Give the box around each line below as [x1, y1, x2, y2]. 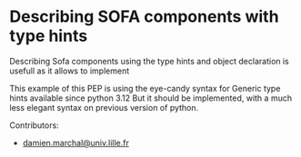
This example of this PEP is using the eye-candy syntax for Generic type [9, 83, 281, 93]
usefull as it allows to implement [9, 65, 130, 76]
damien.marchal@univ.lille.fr [22, 137, 130, 148]
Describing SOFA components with [9, 6, 279, 27]
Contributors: [9, 120, 59, 131]
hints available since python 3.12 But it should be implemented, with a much [9, 93, 293, 103]
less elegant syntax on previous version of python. [9, 102, 199, 113]
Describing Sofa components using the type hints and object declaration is [9, 55, 289, 66]
